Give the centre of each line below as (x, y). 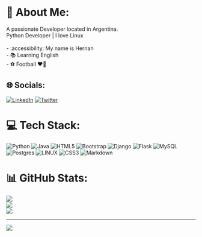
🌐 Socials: (26, 85)
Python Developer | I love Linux (45, 35)
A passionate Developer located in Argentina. (62, 29)
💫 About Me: (38, 12)
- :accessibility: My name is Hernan (50, 48)
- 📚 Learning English (32, 55)
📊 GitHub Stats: (47, 178)
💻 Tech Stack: (43, 125)
